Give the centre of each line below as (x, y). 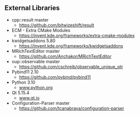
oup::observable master (36, 61)
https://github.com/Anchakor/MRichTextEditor (65, 56)
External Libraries (32, 8)
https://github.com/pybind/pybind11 (55, 77)
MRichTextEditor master (36, 51)
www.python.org (36, 87)
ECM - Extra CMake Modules (41, 30)
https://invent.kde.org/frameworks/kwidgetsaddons (71, 46)
